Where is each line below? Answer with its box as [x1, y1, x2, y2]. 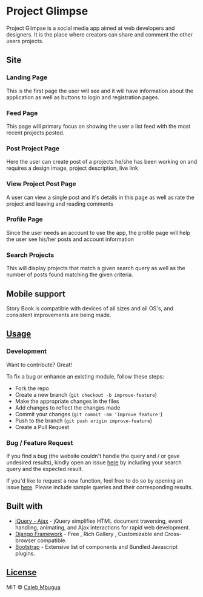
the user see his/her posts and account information [6, 236, 135, 243]
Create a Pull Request [15, 423, 70, 430]
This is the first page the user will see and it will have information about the [6, 87, 194, 94]
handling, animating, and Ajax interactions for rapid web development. [15, 523, 191, 531]
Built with [6, 501, 43, 512]
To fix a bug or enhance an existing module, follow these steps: [6, 372, 165, 380]
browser [15, 537, 36, 544]
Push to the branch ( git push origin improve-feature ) [15, 417, 153, 424]
